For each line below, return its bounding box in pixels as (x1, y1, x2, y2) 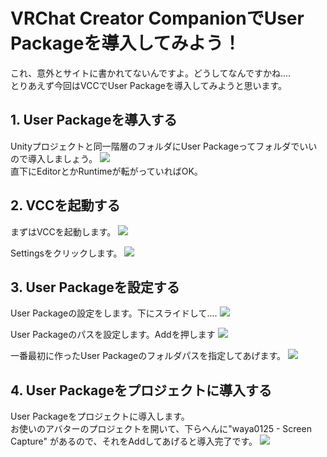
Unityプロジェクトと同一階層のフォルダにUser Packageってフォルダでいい (10, 140, 318, 152)
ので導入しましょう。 (10, 152, 98, 164)
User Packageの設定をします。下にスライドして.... (10, 307, 218, 319)
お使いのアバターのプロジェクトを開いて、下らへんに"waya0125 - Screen (10, 423, 312, 435)
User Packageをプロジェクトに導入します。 (10, 410, 190, 423)
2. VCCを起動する (10, 197, 121, 214)
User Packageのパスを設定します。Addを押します (10, 329, 216, 341)
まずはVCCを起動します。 (10, 225, 117, 238)
